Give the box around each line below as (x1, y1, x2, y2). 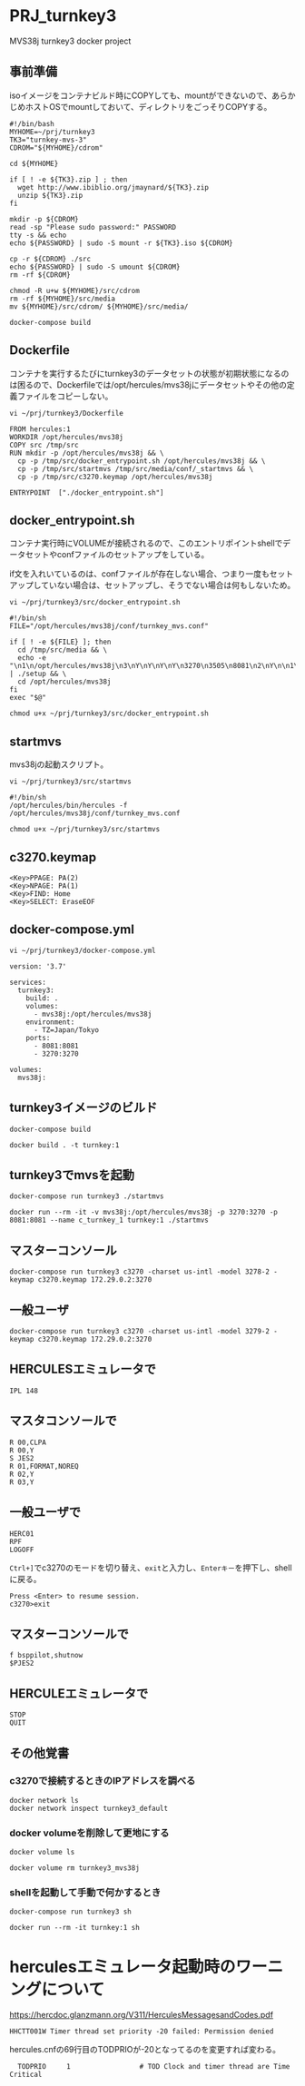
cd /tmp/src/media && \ (17, 645, 107, 654)
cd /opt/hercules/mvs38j (17, 677, 112, 686)
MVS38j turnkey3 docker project (9, 35, 132, 46)
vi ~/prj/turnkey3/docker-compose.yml (9, 946, 156, 955)
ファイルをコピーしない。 (16, 390, 113, 401)
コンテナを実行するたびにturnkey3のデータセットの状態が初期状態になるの (9, 368, 290, 379)
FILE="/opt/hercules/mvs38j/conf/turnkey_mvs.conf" (9, 622, 209, 631)
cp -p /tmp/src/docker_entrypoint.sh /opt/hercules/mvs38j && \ (17, 456, 266, 466)
